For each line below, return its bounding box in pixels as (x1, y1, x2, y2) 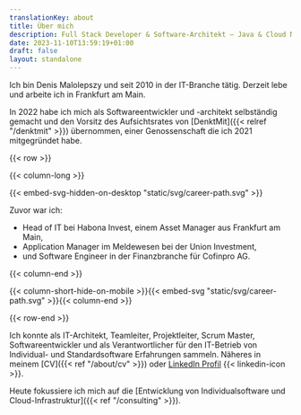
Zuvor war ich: (9, 205, 63, 216)
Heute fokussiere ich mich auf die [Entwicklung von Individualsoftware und (9, 385, 286, 396)
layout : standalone (9, 55, 82, 64)
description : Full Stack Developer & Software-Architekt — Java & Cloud (9, 30, 287, 39)
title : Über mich (9, 22, 74, 31)
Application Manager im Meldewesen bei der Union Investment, (21, 242, 257, 252)
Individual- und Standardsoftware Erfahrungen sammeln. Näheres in (9, 349, 262, 359)
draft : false (9, 47, 58, 56)
